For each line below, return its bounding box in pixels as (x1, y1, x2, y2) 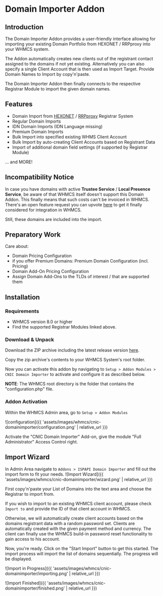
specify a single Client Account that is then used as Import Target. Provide (5, 66, 155, 72)
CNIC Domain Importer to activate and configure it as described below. (5, 372, 145, 377)
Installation (5, 293, 40, 301)
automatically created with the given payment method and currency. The (5, 526, 151, 531)
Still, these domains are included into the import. (5, 216, 102, 222)
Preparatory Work (5, 231, 61, 239)
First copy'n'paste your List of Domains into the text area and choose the (5, 486, 152, 492)
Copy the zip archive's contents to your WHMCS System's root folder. (5, 357, 145, 363)
